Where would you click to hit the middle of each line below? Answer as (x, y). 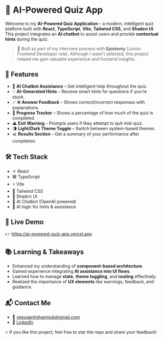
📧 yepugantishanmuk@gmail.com (46, 317)
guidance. (22, 287)
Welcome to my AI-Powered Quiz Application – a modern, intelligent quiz (80, 23)
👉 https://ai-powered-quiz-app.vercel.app (48, 234)
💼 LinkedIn (23, 322)
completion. (24, 141)
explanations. (26, 108)
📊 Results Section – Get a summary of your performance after (76, 134)
